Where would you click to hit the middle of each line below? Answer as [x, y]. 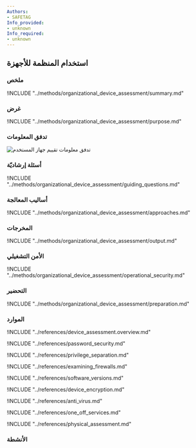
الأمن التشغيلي [25, 256]
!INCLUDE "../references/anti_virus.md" [55, 401]
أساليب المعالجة [27, 199]
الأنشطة [17, 439]
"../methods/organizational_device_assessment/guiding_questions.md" [94, 184]
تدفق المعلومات [27, 136]
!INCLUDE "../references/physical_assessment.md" [69, 424]
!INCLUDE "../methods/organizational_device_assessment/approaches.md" [99, 212]
